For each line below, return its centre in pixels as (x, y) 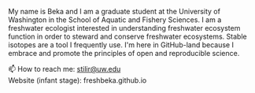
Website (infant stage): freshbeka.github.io (78, 80)
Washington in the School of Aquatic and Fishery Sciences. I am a (115, 20)
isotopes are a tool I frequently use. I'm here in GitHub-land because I (121, 45)
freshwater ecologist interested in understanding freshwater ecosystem (124, 28)
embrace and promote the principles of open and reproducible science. (124, 53)
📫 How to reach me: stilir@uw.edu (65, 69)
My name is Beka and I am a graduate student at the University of (114, 11)
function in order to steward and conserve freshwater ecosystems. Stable (128, 36)
